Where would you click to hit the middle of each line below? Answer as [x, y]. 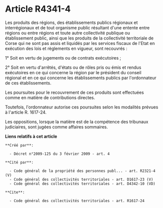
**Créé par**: [19, 145]
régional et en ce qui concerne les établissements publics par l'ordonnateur [81, 78]
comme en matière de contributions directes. [50, 97]
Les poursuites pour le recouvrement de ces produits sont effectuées [75, 92]
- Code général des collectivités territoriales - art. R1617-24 [77, 201]
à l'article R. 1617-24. [26, 112]
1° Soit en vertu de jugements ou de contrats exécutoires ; [63, 58]
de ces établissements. [28, 83]
